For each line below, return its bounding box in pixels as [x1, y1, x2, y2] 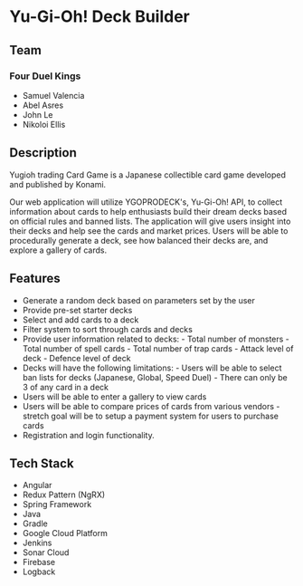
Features [9, 271, 61, 286]
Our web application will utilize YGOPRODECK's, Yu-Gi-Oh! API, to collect [9, 197, 283, 207]
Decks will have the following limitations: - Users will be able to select [22, 362, 282, 373]
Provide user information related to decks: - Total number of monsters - [22, 333, 289, 344]
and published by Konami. [9, 178, 107, 189]
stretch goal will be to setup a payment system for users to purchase [22, 410, 279, 421]
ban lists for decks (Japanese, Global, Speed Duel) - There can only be [22, 371, 288, 382]
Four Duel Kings [9, 70, 81, 82]
